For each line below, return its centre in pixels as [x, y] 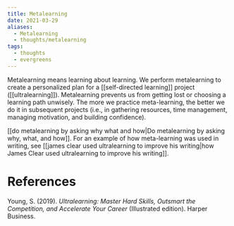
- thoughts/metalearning [50, 40]
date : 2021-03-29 [33, 20]
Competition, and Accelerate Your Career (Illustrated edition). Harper [107, 208]
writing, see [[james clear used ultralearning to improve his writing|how [111, 146]
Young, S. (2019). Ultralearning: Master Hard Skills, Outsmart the [101, 201]
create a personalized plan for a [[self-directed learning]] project [101, 87]
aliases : [20, 27]
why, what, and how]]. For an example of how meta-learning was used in [113, 138]
